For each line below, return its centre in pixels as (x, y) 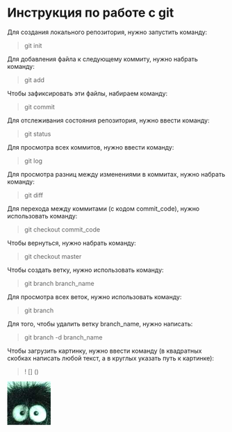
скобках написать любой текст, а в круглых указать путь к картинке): (110, 358)
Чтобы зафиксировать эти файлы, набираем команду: (88, 93)
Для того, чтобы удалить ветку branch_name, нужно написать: (100, 323)
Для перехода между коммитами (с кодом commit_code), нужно (103, 208)
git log (33, 161)
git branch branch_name (59, 283)
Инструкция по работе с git (91, 13)
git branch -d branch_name (63, 337)
